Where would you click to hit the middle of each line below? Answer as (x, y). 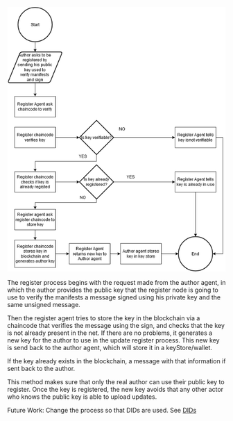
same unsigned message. (44, 304)
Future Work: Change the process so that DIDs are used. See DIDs (102, 410)
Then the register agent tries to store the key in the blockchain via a (104, 318)
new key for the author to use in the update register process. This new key (113, 340)
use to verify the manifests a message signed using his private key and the (114, 297)
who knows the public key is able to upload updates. (82, 397)
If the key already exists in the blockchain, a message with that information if (116, 361)
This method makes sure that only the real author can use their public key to (116, 381)
